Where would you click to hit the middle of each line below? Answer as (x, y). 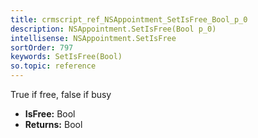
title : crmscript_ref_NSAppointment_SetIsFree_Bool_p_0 (129, 19)
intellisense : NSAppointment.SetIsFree (93, 38)
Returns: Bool (53, 124)
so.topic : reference (53, 66)
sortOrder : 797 (42, 47)
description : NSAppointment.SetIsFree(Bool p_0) (113, 29)
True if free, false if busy (61, 94)
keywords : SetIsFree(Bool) (66, 57)
